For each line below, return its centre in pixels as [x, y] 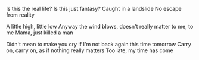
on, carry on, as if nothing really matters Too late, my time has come [90, 50]
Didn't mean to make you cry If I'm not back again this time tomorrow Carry [99, 44]
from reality [20, 15]
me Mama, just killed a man [40, 33]
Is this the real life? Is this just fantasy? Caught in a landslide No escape [94, 9]
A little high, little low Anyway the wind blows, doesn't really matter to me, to [100, 26]
